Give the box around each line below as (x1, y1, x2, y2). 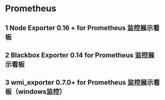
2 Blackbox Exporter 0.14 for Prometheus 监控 (5, 51, 148, 59)
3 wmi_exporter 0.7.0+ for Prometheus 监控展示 (5, 78, 154, 87)
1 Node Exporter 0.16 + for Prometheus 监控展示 (5, 24, 154, 32)
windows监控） (18, 88, 66, 96)
